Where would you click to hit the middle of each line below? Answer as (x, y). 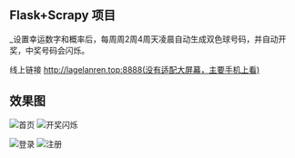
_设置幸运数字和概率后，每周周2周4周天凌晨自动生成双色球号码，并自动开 (148, 39)
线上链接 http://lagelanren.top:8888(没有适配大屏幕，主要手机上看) (135, 69)
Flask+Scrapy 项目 (63, 15)
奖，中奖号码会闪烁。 (49, 50)
